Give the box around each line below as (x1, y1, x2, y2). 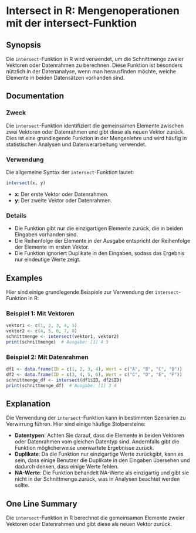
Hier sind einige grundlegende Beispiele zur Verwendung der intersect (6, 288, 179, 296)
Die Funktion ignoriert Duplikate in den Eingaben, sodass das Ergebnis (14, 250, 185, 257)
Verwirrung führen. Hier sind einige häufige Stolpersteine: (6, 420, 146, 427)
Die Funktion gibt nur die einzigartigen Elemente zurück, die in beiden (14, 225, 183, 232)
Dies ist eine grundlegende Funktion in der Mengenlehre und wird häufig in (6, 134, 187, 141)
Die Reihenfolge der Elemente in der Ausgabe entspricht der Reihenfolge (14, 237, 191, 245)
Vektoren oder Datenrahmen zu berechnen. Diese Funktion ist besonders (6, 62, 183, 69)
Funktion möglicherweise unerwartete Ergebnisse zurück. (14, 444, 154, 451)
